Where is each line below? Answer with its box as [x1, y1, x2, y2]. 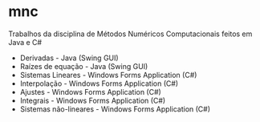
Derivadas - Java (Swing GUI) [19, 53, 119, 63]
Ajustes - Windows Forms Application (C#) [19, 87, 162, 96]
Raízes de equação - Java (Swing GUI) [19, 61, 148, 71]
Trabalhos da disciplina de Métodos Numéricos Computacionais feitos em [8, 29, 253, 39]
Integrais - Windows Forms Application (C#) [19, 96, 166, 105]
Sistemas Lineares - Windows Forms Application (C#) [19, 70, 197, 79]
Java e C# [8, 37, 43, 47]
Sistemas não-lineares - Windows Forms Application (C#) [19, 104, 211, 114]
